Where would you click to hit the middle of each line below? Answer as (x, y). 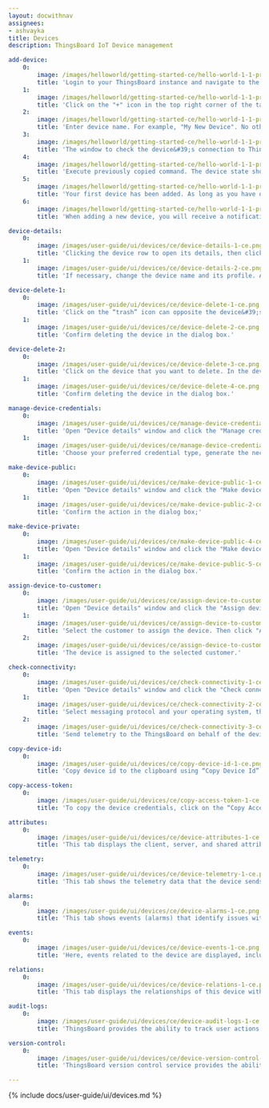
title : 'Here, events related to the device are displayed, (139, 955)
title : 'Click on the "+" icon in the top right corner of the (145, 105)
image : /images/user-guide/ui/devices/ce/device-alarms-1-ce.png (149, 911)
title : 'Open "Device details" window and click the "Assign (141, 608)
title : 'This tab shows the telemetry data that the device (139, 881)
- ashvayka (26, 30)
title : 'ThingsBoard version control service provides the (138, 1066)
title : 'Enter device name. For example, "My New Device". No (143, 127)
